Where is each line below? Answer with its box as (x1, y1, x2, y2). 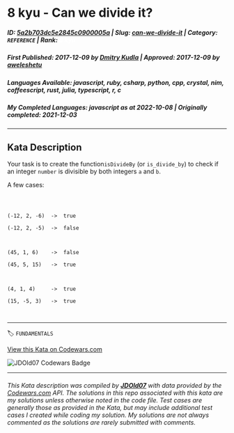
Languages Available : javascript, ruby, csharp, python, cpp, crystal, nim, (7, 78, 224, 86)
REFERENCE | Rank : (7, 36, 58, 44)
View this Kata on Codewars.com (7, 345, 103, 354)
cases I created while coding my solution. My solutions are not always (7, 411, 210, 419)
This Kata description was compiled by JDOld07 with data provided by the (7, 381, 222, 389)
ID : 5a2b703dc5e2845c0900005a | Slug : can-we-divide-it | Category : (7, 28, 218, 36)
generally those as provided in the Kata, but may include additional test (7, 403, 212, 411)
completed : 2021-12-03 (7, 110, 78, 119)
